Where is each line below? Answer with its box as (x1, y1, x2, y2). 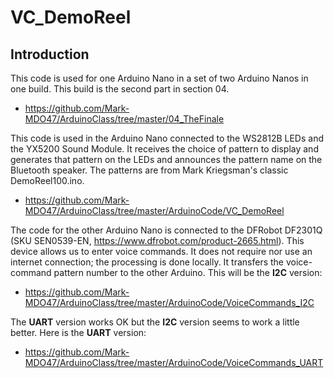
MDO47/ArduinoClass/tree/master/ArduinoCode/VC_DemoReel (24, 205, 285, 216)
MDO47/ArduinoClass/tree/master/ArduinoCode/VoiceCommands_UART (24, 357, 324, 368)
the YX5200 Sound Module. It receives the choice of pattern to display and (10, 143, 319, 155)
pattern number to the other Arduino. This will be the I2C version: (53, 267, 323, 278)
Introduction (10, 46, 90, 63)
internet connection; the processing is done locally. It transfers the (10, 256, 285, 268)
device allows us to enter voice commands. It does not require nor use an (10, 246, 313, 257)
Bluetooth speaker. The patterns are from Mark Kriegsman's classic (10, 164, 289, 176)
